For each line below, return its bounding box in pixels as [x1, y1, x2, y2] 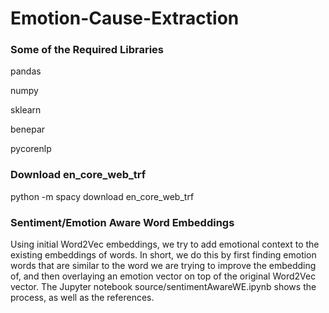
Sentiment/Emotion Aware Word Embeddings [10, 215, 235, 229]
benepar [10, 123, 46, 136]
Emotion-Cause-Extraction [10, 7, 240, 30]
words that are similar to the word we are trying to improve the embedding [10, 260, 317, 272]
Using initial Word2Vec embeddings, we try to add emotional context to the [10, 238, 320, 251]
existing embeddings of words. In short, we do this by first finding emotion [10, 249, 317, 261]
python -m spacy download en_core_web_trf [10, 190, 195, 202]
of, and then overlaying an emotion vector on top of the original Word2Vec [10, 270, 317, 282]
